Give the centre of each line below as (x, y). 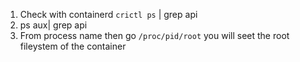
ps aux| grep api (53, 25)
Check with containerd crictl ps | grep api (108, 14)
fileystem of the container (73, 46)
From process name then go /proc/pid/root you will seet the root (154, 35)
